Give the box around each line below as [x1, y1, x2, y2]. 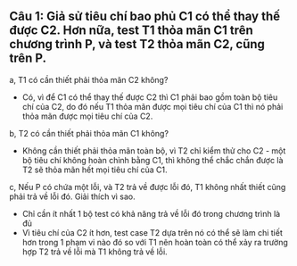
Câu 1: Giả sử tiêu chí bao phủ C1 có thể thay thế [9, 9, 281, 24]
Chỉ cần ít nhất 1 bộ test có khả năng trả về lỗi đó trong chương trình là [21, 208, 281, 219]
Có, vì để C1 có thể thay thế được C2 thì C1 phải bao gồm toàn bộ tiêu [21, 91, 278, 103]
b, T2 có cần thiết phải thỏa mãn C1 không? [9, 128, 169, 138]
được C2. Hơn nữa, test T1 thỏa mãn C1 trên [9, 23, 254, 38]
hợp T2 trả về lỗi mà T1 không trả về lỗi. [21, 246, 168, 257]
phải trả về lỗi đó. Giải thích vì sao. [9, 191, 136, 202]
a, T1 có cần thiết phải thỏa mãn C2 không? [9, 74, 169, 85]
